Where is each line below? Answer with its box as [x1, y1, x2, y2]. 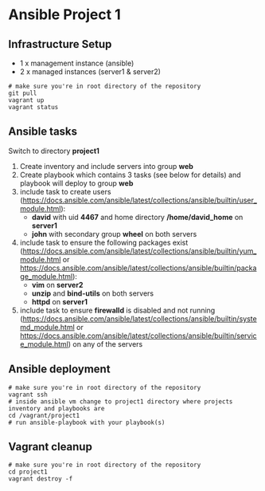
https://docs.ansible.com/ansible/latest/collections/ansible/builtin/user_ [22, 195, 257, 205]
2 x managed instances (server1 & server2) [19, 67, 162, 77]
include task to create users [19, 187, 111, 196]
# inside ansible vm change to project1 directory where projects [8, 397, 233, 406]
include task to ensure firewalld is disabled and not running [19, 305, 216, 315]
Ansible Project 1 [8, 6, 121, 24]
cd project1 [8, 468, 48, 476]
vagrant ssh [8, 391, 48, 399]
